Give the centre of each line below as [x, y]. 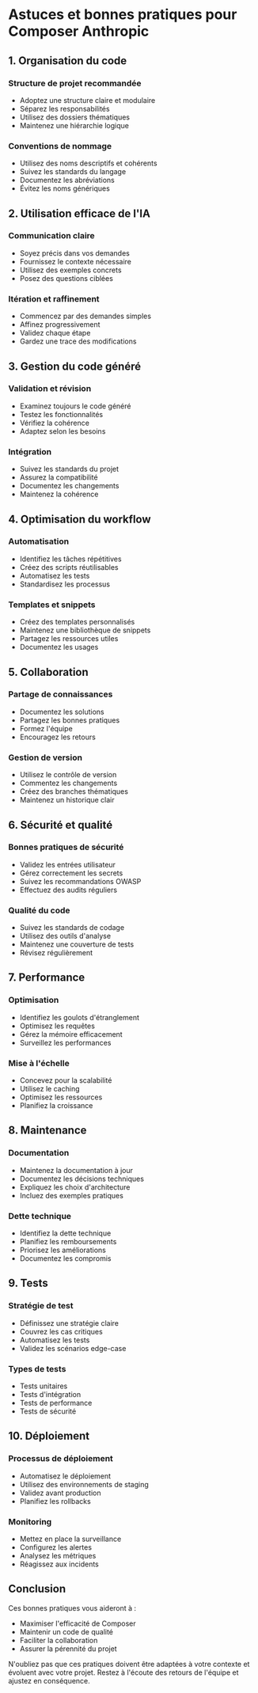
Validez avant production [60, 1493]
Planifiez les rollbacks [55, 1501]
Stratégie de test [41, 1306]
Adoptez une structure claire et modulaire [87, 100]
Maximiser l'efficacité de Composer [78, 1623]
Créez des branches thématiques [74, 791]
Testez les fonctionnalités [61, 414]
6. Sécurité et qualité [61, 825]
